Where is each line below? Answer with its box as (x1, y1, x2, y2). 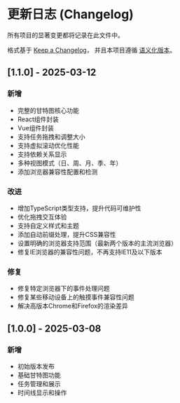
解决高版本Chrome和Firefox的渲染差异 (17, 302, 128, 310)
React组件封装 (17, 115, 60, 123)
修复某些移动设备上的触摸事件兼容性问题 (17, 293, 134, 301)
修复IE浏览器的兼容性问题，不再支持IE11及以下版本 (17, 247, 162, 256)
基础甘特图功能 (17, 371, 61, 379)
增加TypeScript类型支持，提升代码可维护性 (17, 204, 141, 212)
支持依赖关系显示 (17, 150, 67, 158)
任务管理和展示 (17, 379, 61, 388)
